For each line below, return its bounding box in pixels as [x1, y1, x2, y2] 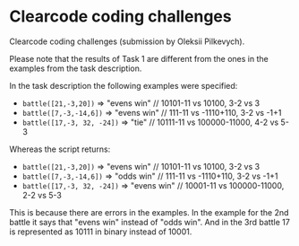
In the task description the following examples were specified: [9, 80, 238, 91]
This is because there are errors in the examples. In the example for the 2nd [9, 206, 289, 217]
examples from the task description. [9, 63, 142, 74]
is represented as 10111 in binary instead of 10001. [9, 226, 192, 237]
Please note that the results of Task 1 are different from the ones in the [9, 53, 269, 64]
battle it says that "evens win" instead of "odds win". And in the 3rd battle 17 [9, 216, 291, 227]
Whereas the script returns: [9, 144, 111, 154]
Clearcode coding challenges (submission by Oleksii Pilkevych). [9, 36, 245, 47]
